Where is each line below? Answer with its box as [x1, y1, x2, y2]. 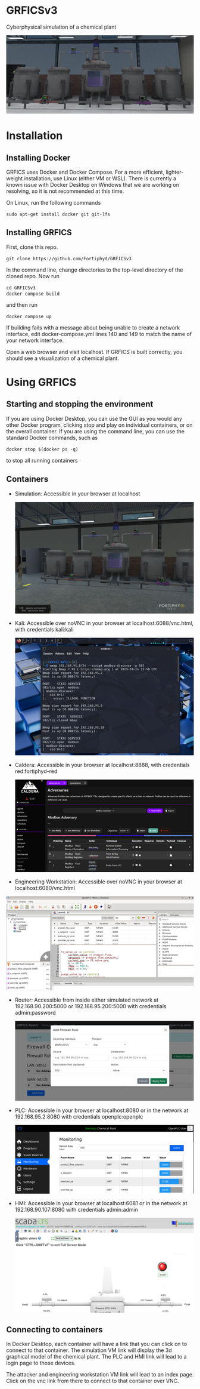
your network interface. [6, 337, 64, 344]
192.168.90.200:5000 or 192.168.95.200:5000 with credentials [14, 1003, 167, 1010]
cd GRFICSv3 [6, 285, 36, 291]
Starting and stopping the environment [6, 399, 154, 409]
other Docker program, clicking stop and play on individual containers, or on [6, 421, 193, 429]
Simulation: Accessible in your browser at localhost [14, 490, 140, 497]
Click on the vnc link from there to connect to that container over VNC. [6, 1377, 180, 1385]
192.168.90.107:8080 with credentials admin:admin [14, 1206, 138, 1214]
